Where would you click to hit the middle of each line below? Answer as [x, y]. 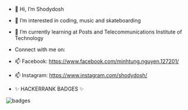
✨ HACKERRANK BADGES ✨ [49, 89]
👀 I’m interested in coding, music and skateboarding [78, 20]
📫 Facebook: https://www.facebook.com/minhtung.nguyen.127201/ [97, 61]
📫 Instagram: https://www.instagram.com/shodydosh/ [81, 75]
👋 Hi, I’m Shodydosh [39, 9]
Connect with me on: [40, 49]
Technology [29, 38]
